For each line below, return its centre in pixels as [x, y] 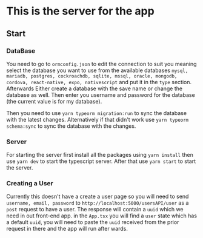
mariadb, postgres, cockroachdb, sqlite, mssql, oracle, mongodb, [92, 76]
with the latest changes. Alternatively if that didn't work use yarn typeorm [98, 119]
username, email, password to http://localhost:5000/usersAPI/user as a [98, 203]
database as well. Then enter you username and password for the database [101, 94]
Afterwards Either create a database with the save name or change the [95, 88]
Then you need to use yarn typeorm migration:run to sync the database [96, 113]
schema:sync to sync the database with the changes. [71, 126]
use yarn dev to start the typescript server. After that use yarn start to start [101, 161]
